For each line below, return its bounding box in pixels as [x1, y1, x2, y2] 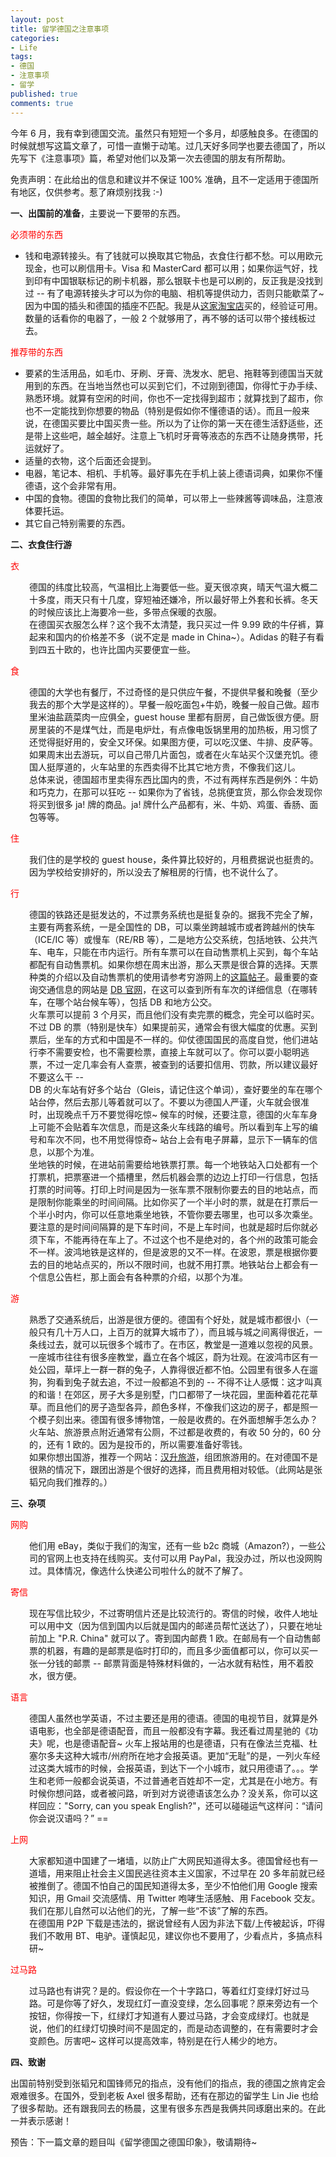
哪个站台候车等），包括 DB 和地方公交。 [54, 996, 218, 1008]
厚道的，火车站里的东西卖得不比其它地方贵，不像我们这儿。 [54, 761, 301, 773]
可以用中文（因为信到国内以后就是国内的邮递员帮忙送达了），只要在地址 [29, 1619, 323, 1631]
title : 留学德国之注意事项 [10, 24, 110, 34]
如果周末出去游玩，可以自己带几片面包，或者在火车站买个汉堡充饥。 [29, 748, 310, 760]
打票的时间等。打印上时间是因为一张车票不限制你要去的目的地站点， [29, 1183, 310, 1195]
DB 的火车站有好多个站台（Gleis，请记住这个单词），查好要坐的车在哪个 [29, 1083, 323, 1095]
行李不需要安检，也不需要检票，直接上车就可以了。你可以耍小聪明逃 [29, 1046, 310, 1058]
